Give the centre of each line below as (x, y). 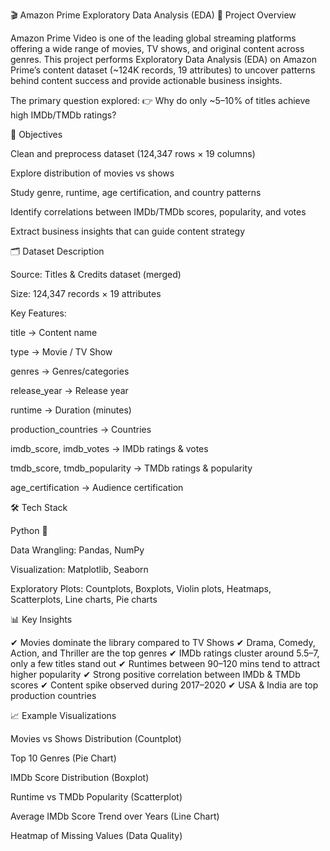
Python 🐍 (29, 530)
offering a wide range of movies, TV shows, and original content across (157, 48)
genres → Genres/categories (70, 371)
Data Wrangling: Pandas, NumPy (77, 550)
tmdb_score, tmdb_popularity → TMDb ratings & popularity (131, 468)
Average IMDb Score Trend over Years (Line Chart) (115, 816)
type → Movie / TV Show (61, 352)
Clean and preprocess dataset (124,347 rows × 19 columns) (133, 153)
